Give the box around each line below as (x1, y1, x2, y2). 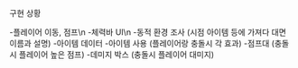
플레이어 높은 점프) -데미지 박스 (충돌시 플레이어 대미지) (18, 49, 215, 60)
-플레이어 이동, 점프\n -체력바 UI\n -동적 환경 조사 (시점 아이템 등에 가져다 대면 (9, 27, 287, 38)
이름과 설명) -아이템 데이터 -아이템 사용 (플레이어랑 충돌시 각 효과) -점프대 (9, 38, 270, 48)
